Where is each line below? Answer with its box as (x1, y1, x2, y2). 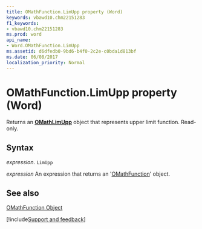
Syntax (6, 142, 34, 153)
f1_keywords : (6, 20, 39, 26)
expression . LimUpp (6, 159, 53, 166)
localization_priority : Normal (6, 59, 85, 65)
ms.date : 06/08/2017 (6, 54, 59, 60)
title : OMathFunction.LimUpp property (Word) (6, 8, 123, 15)
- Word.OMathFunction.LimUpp (6, 43, 80, 49)
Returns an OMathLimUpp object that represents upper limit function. (6, 119, 180, 126)
